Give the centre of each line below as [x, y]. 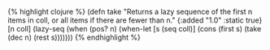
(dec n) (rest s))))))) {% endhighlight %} [74, 37]
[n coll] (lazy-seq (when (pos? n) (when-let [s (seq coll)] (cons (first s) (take [135, 29]
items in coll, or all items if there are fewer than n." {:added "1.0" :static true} [135, 20]
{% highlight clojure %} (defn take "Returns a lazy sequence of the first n [130, 12]
